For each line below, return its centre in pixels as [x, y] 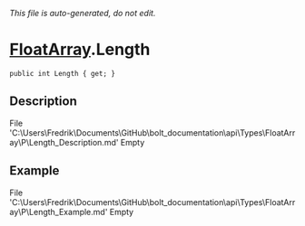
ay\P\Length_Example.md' [59, 212]
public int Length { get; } [63, 73]
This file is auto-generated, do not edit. [83, 13]
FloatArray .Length [80, 50]
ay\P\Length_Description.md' [64, 142]
